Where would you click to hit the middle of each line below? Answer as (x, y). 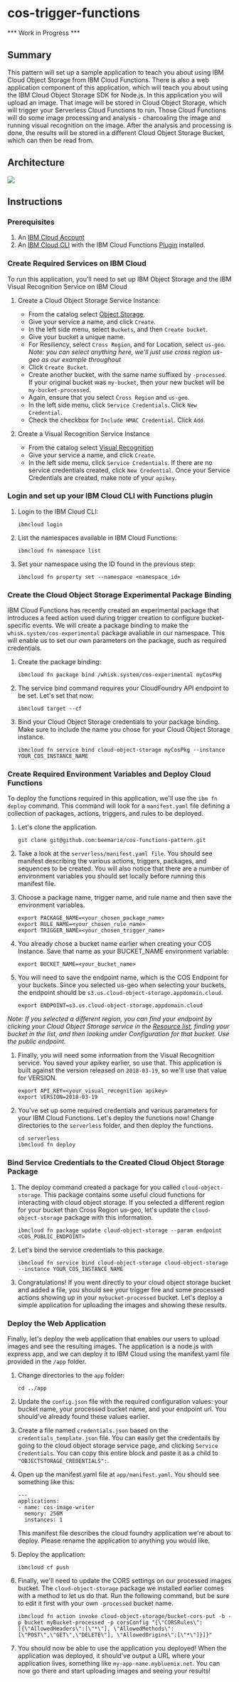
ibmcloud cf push (43, 1567)
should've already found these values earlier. (84, 1417)
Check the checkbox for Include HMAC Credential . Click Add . (117, 420)
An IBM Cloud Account (51, 238)
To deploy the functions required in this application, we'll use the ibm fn (113, 799)
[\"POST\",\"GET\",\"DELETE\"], (65, 1635)
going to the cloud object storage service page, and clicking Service (118, 1446)
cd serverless (38, 1139)
